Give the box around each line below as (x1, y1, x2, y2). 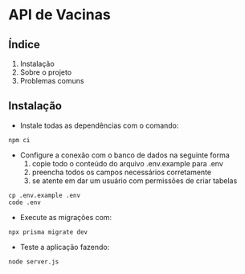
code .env (8, 198, 42, 207)
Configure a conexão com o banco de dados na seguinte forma (19, 150, 231, 160)
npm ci (8, 136, 31, 144)
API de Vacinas (8, 6, 111, 24)
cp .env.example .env (8, 191, 81, 199)
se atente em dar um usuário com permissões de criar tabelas (31, 175, 238, 186)
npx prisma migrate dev (8, 227, 88, 236)
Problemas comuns (19, 76, 84, 85)
